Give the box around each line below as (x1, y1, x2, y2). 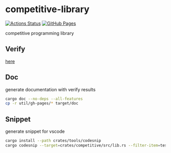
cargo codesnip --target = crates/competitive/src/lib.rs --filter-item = (5, 143, 160, 148)
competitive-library (5, 4, 90, 15)
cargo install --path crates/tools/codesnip (5, 138, 101, 143)
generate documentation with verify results (5, 86, 96, 92)
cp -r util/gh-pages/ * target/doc (5, 101, 79, 106)
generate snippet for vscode (5, 128, 65, 135)
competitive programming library (5, 30, 74, 36)
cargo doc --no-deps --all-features (5, 96, 83, 101)
